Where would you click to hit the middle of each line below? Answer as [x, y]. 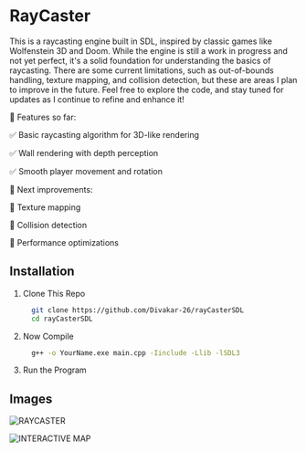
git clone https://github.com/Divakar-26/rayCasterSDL [138, 310]
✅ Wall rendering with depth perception [84, 152]
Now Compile [48, 336]
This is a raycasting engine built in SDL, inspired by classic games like [141, 41]
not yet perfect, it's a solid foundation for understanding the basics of [140, 60]
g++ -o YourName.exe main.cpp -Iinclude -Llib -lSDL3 [136, 352]
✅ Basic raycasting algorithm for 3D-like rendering [104, 134]
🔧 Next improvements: [51, 189]
